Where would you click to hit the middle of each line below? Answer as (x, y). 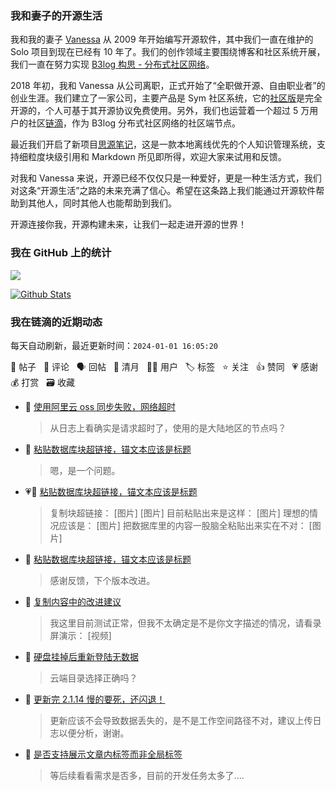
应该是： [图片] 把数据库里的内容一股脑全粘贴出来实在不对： (182, 525)
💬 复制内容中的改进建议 (73, 601)
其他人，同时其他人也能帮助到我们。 (102, 203)
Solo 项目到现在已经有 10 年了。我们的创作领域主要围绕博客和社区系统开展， (168, 52)
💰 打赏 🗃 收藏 (42, 382)
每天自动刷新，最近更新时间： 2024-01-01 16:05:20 (114, 345)
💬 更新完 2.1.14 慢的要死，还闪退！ (95, 699)
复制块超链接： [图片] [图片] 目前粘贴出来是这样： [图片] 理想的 (179, 513)
